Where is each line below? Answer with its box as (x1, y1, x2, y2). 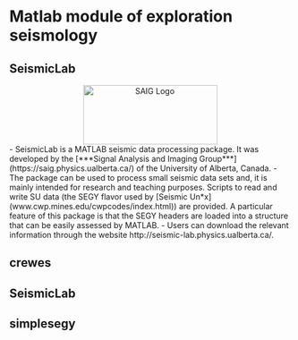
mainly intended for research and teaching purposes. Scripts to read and (9, 182, 277, 192)
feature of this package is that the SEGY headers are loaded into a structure (9, 210, 289, 221)
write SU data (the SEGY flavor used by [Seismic (9, 191, 188, 202)
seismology (9, 25, 98, 46)
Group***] (199, 154, 237, 164)
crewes (9, 255, 52, 270)
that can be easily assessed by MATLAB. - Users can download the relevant (9, 220, 289, 230)
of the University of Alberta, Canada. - (135, 163, 277, 174)
